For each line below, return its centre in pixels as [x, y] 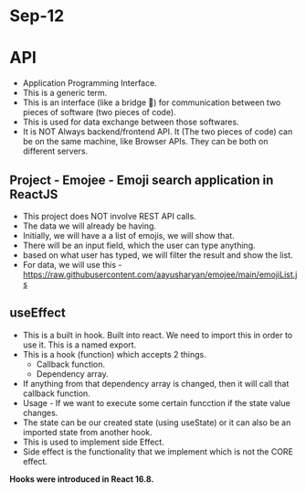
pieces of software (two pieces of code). [99, 112]
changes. [40, 412]
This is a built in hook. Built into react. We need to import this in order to [158, 335]
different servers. [55, 151]
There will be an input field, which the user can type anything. [139, 245]
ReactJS [34, 194]
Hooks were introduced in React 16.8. [82, 479]
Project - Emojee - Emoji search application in [142, 180]
